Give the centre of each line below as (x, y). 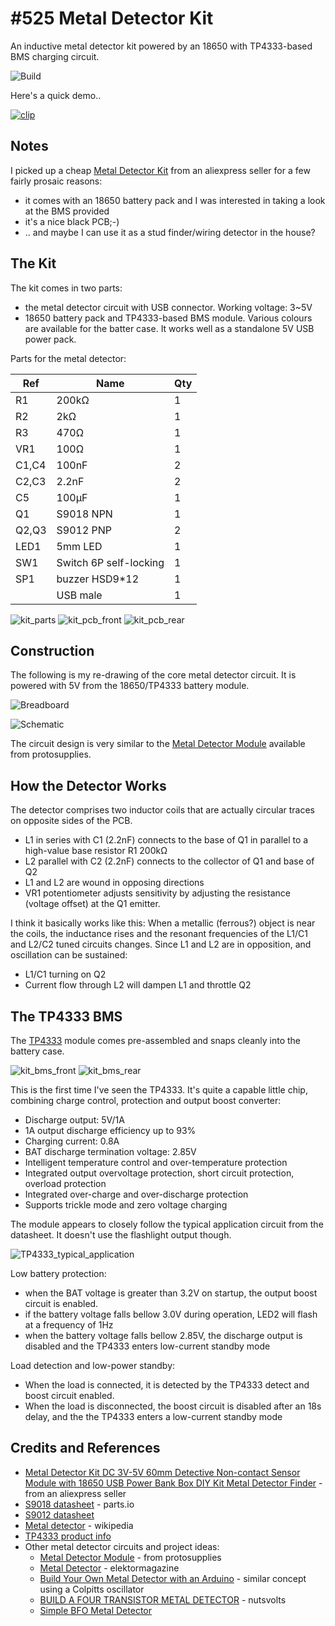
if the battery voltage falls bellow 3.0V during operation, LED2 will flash (171, 1314)
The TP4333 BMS (66, 1016)
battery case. (37, 1051)
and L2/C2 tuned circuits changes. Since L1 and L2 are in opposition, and (161, 944)
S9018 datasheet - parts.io (79, 1504)
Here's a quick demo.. (56, 95)
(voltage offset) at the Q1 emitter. (92, 904)
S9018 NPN (84, 514)
